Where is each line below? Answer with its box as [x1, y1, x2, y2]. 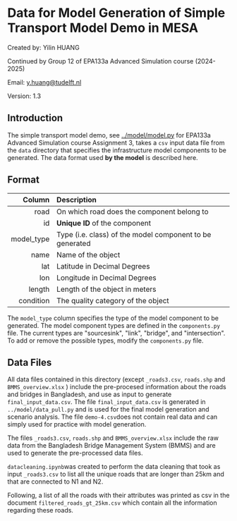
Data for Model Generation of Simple [7, 5, 226, 21]
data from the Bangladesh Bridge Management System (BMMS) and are [7, 441, 217, 450]
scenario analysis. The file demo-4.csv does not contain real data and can [7, 412, 218, 421]
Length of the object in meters [56, 284, 157, 294]
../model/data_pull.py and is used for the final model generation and [7, 405, 209, 414]
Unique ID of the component [56, 218, 152, 228]
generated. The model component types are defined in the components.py [7, 321, 221, 329]
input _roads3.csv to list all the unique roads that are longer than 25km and [7, 470, 224, 479]
